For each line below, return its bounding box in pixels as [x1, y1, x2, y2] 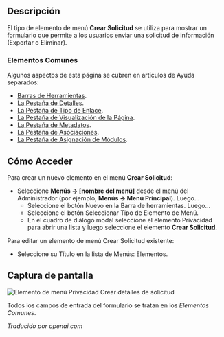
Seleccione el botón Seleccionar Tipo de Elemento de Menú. [27, 209, 199, 217]
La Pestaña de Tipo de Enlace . [16, 106, 104, 115]
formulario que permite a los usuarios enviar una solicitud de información [7, 31, 214, 39]
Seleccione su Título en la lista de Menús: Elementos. [16, 250, 168, 258]
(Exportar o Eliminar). [7, 38, 67, 47]
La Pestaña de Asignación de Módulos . [16, 135, 128, 143]
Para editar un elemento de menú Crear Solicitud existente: [7, 236, 175, 244]
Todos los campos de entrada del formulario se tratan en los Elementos [7, 301, 210, 310]
